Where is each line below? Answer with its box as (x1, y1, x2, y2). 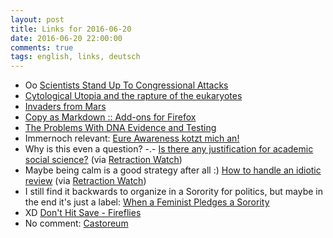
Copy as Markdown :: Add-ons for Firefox (24, 111, 197, 123)
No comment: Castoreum (24, 217, 129, 230)
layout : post (10, 14, 65, 25)
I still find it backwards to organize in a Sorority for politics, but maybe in (24, 186, 323, 198)
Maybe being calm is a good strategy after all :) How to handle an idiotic (24, 164, 322, 176)
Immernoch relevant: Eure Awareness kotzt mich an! (24, 132, 240, 145)
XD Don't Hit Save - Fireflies (24, 207, 142, 219)
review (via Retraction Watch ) (24, 175, 147, 187)
